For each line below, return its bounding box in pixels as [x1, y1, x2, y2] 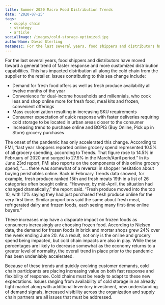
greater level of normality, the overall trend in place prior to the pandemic [5, 248, 153, 254]
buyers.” [5, 207, 22, 213]
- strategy [9, 26, 32, 30]
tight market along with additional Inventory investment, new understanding [5, 283, 158, 289]
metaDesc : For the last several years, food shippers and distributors [5, 44, 155, 49]
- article [9, 30, 29, 35]
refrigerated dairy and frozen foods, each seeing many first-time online [5, 202, 149, 208]
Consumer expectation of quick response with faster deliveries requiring [12, 114, 159, 120]
